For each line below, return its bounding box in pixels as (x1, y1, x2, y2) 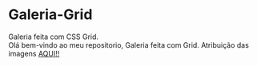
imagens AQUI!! (8, 49, 60, 58)
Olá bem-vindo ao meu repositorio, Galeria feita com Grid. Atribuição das (8, 40, 250, 49)
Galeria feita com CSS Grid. (8, 32, 98, 41)
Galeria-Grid (8, 6, 93, 24)
